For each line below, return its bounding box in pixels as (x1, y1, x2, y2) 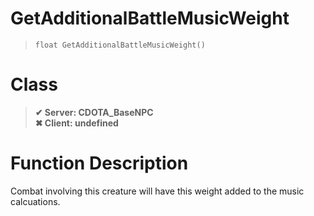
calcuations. (10, 195, 61, 207)
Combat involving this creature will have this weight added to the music (10, 185, 305, 197)
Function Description (10, 152, 189, 175)
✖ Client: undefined (34, 117, 119, 129)
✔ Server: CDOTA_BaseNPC (34, 106, 154, 118)
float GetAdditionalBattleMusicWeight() (34, 40, 206, 50)
